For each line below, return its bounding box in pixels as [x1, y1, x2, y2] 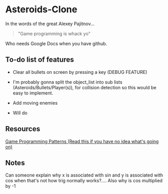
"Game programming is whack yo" [17, 30, 91, 36]
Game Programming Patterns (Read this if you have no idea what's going [5, 138, 159, 144]
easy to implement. [12, 90, 54, 96]
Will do [12, 109, 28, 116]
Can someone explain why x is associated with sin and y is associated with [5, 172, 163, 178]
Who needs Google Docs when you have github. [5, 40, 108, 47]
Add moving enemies [12, 100, 58, 106]
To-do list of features [5, 55, 74, 64]
